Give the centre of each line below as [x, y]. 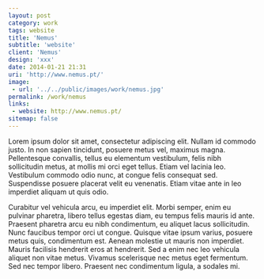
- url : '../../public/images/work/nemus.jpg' [88, 89]
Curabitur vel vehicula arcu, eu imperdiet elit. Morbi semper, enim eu [120, 207]
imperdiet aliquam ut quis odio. [58, 192]
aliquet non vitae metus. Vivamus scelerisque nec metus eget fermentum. [128, 258]
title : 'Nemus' [33, 38]
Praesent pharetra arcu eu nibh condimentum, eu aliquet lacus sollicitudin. [129, 224]
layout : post [30, 15]
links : [19, 104]
